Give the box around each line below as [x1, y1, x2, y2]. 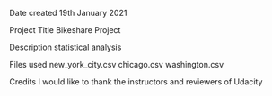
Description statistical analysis [9, 42, 122, 52]
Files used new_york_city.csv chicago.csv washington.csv [9, 60, 224, 69]
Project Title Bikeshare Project [9, 25, 121, 35]
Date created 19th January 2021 [9, 8, 127, 18]
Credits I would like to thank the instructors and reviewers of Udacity [9, 76, 263, 87]
